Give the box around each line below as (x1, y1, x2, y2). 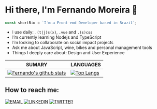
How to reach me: (5, 86, 59, 94)
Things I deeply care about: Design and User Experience (12, 49, 125, 55)
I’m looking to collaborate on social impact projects (12, 39, 114, 45)
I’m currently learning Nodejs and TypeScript (12, 34, 101, 40)
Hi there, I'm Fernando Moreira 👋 (5, 4, 138, 16)
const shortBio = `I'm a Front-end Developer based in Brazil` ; (5, 20, 137, 25)
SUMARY (26, 61, 47, 68)
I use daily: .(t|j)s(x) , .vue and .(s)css (12, 29, 93, 35)
